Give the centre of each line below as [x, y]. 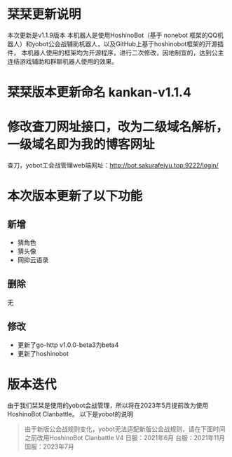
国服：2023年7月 [49, 446]
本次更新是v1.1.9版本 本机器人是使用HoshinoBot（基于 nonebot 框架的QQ [112, 35]
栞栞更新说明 [45, 14]
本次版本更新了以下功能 [75, 196]
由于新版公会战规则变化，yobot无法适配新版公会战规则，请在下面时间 [125, 429]
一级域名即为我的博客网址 [81, 145]
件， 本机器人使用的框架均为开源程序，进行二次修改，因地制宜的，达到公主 [116, 53]
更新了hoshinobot [43, 353]
